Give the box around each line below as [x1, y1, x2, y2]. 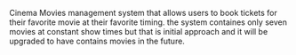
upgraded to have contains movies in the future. [9, 35, 185, 46]
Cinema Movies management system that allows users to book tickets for [9, 8, 278, 18]
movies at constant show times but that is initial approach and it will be [9, 27, 268, 36]
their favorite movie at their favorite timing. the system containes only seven [9, 17, 287, 27]
